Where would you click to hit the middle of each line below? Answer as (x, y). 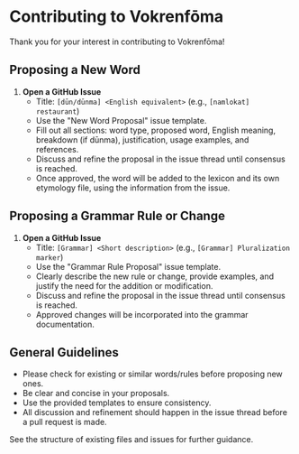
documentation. (65, 324)
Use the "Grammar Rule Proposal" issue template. (128, 266)
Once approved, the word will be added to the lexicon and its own (158, 178)
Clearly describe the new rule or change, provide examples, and (155, 276)
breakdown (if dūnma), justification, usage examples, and (142, 139)
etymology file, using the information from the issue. (133, 188)
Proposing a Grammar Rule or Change (117, 216)
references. (57, 149)
